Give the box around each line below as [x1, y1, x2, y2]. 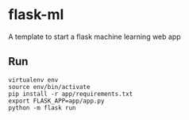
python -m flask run [8, 103, 77, 112]
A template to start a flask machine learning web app [8, 32, 181, 41]
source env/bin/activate [8, 83, 91, 91]
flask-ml [8, 6, 64, 24]
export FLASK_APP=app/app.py [8, 97, 105, 105]
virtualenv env [8, 75, 59, 84]
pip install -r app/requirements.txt [8, 90, 133, 98]
